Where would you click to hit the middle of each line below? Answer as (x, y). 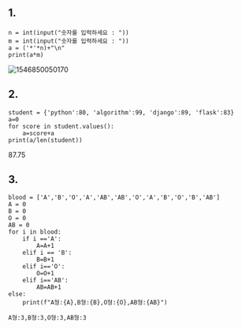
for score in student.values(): (61, 126)
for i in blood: (35, 232)
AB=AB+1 (49, 287)
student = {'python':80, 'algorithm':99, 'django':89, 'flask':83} (121, 112)
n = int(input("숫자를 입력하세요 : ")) (69, 32)
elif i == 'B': (47, 253)
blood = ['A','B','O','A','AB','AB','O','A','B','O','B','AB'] (114, 198)
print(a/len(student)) (45, 140)
